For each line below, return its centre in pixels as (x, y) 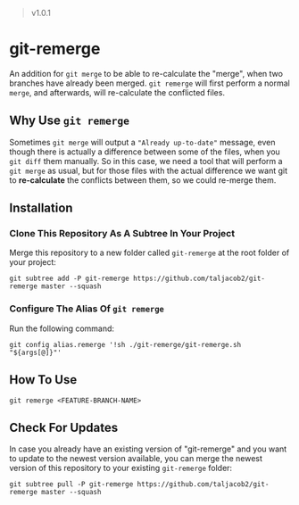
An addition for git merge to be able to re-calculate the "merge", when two (146, 73)
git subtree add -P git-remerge (69, 279)
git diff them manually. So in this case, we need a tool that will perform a (146, 161)
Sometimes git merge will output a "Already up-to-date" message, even (142, 142)
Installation (41, 208)
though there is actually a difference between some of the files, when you (145, 152)
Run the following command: (62, 328)
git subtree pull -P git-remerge (71, 484)
